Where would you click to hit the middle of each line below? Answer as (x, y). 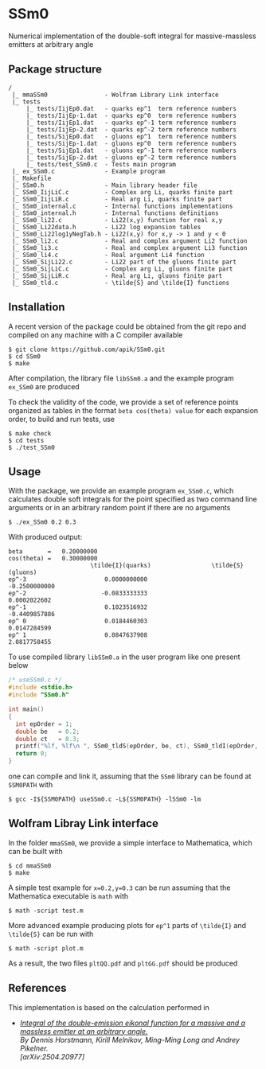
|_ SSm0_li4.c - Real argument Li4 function (108, 255)
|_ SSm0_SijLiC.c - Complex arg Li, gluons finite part (122, 269)
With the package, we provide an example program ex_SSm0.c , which (121, 491)
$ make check (30, 433)
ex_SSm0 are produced (44, 386)
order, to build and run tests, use (62, 419)
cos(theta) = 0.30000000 (53, 559)
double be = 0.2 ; (48, 732)
